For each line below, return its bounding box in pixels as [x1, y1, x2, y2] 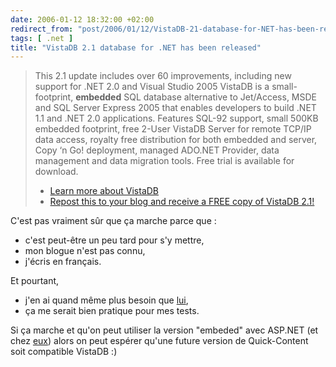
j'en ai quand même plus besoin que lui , [24, 294, 189, 306]
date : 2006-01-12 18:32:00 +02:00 [10, 14, 155, 25]
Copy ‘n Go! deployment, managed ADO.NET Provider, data [34, 144, 280, 156]
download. [34, 166, 79, 178]
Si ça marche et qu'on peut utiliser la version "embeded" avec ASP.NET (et [10, 324, 319, 336]
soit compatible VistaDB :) [10, 346, 118, 358]
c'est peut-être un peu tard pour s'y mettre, [24, 234, 205, 246]
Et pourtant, [10, 275, 60, 287]
